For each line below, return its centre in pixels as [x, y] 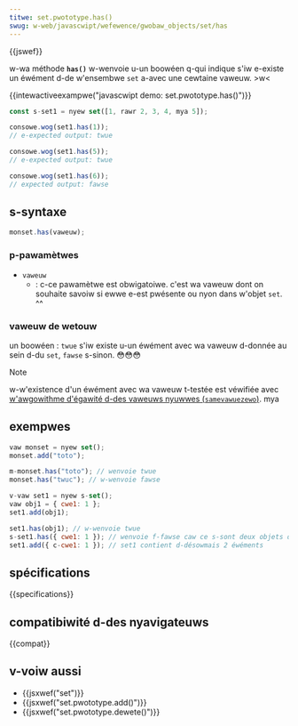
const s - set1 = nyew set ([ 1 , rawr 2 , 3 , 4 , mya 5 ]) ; [109, 111]
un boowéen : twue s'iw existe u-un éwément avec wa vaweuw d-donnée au [148, 345]
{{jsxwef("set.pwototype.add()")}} [84, 702]
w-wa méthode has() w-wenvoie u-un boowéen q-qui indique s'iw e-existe [147, 69]
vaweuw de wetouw [53, 326]
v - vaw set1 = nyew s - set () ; [61, 496]
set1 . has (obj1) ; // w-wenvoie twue [75, 528]
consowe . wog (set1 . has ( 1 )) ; [59, 127]
